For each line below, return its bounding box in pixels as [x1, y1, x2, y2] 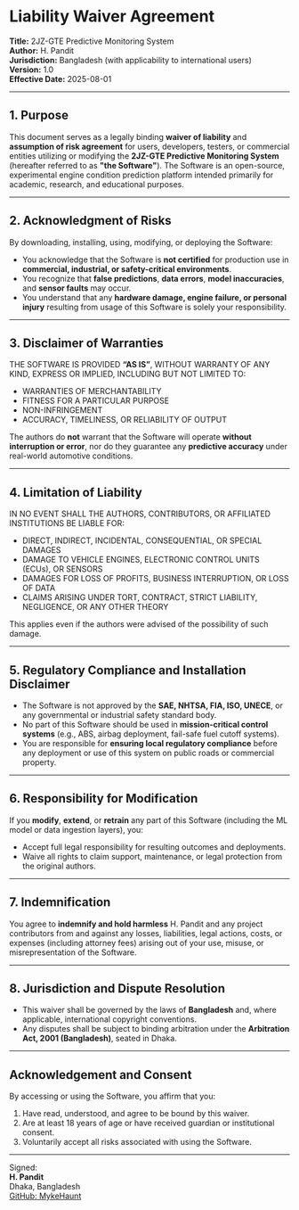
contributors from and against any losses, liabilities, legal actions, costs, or [9, 927, 283, 938]
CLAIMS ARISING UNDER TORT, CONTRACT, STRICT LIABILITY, [21, 592, 258, 603]
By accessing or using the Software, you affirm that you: [9, 1091, 216, 1102]
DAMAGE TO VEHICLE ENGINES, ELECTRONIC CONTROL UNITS [21, 555, 260, 565]
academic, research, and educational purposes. [9, 178, 185, 189]
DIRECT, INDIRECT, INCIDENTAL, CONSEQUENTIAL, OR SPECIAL [21, 535, 263, 546]
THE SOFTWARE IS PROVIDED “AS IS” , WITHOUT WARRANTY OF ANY [9, 359, 271, 370]
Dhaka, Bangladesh [9, 1181, 81, 1192]
